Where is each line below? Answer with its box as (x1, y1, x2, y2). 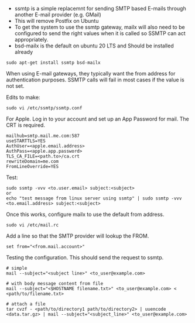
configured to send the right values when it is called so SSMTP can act (14, 30, 186, 37)
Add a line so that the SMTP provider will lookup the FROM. (6, 232, 149, 239)
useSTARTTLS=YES (6, 138, 46, 144)
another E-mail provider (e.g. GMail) (14, 11, 101, 18)
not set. (6, 83, 25, 90)
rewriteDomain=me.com (6, 159, 59, 164)
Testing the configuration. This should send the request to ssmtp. (6, 254, 164, 261)
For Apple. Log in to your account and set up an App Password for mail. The (6, 115, 189, 122)
